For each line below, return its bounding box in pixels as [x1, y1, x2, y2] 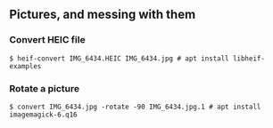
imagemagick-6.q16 [9, 110, 78, 119]
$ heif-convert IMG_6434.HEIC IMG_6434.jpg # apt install [9, 53, 229, 63]
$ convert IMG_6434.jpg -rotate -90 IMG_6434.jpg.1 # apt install [9, 102, 261, 111]
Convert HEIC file [9, 34, 87, 46]
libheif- [232, 53, 266, 63]
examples [9, 61, 42, 70]
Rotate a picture [9, 82, 80, 94]
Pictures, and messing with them [9, 7, 196, 22]
